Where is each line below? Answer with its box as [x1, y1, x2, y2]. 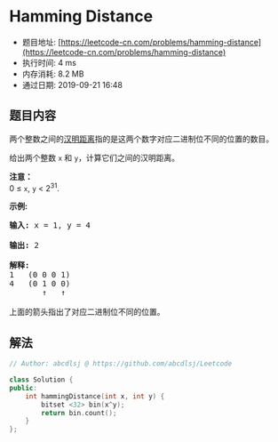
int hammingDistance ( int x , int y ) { [25, 391, 165, 401]
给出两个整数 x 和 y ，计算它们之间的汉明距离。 [9, 152, 180, 163]
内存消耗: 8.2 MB [21, 68, 84, 79]
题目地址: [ [21, 36, 61, 47]
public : [9, 383, 38, 392]
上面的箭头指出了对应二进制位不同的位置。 [9, 307, 165, 317]
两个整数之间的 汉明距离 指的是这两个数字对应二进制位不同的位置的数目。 [9, 133, 274, 144]
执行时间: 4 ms [21, 57, 77, 68]
